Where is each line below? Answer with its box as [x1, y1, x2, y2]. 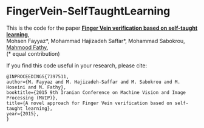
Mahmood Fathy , [6, 44, 49, 51]
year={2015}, [6, 110, 39, 116]
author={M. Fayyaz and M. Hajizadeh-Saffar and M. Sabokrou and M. [6, 79, 181, 85]
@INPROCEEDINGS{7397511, [6, 73, 69, 79]
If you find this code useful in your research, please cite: [6, 62, 148, 69]
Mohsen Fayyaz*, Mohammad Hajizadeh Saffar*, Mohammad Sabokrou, [6, 37, 185, 44]
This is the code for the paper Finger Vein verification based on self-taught [6, 24, 198, 32]
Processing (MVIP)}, [6, 95, 59, 101]
